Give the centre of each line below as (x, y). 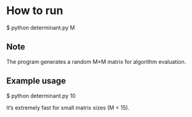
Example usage (36, 81)
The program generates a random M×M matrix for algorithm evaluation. (96, 61)
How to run (35, 11)
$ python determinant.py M (41, 28)
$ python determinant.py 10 (41, 96)
